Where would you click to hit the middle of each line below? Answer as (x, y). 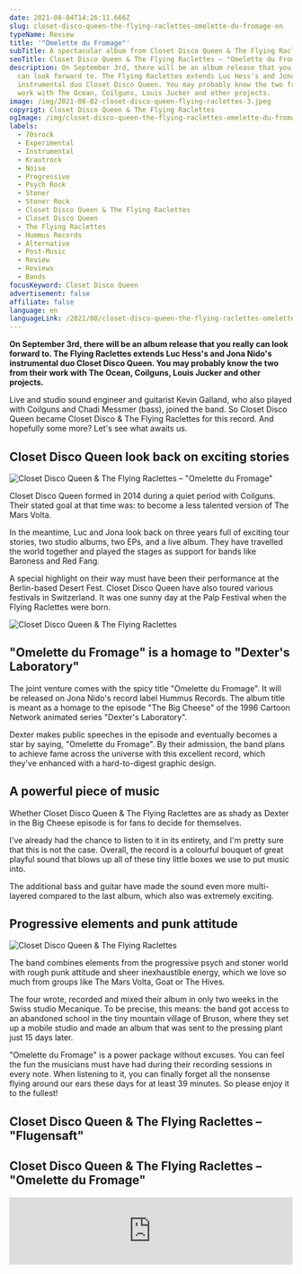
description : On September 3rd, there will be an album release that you (151, 68)
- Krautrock (40, 160)
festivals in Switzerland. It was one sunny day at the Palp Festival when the (148, 597)
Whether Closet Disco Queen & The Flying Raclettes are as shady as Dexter (149, 813)
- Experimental (46, 143)
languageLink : (36, 319)
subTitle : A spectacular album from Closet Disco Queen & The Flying (142, 51)
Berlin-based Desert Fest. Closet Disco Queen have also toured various (142, 588)
